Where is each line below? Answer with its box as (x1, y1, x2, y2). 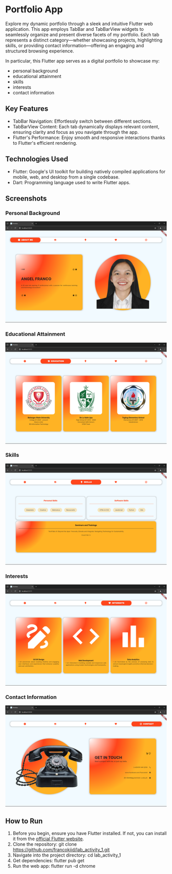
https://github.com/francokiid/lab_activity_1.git (12, 847, 110, 853)
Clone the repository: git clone (12, 841, 77, 847)
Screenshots (5, 194, 47, 203)
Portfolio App (5, 4, 63, 15)
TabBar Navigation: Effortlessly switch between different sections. (12, 118, 153, 124)
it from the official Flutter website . (12, 836, 84, 842)
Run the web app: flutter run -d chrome (12, 863, 96, 869)
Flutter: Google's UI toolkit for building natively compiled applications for (12, 168, 165, 174)
